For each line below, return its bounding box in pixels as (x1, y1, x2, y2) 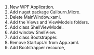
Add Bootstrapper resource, (9, 45, 66, 50)
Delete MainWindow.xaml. (9, 14, 61, 20)
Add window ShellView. (9, 30, 56, 35)
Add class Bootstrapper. (9, 34, 58, 40)
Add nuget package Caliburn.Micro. (9, 9, 81, 15)
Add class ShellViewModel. (9, 24, 64, 30)
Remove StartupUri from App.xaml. (9, 40, 80, 45)
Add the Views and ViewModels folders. (9, 19, 89, 25)
